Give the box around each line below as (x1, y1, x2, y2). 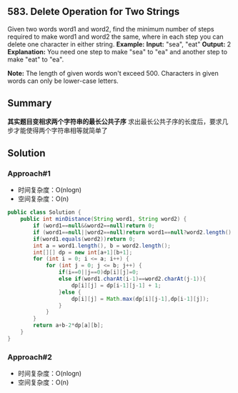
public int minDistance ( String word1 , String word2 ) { (20, 216, 187, 223)
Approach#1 (7, 168, 51, 178)
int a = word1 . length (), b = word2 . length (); (33, 242, 172, 249)
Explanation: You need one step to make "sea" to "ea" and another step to (7, 47, 227, 56)
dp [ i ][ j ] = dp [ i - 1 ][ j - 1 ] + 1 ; (71, 282, 162, 289)
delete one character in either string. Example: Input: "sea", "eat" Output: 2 (7, 39, 232, 49)
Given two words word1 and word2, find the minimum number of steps (7, 24, 214, 33)
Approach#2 (7, 352, 52, 362)
